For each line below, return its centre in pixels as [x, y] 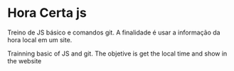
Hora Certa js [47, 13]
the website [25, 60]
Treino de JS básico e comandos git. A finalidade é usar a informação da [114, 32]
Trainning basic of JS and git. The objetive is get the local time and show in [117, 53]
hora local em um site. [40, 39]
